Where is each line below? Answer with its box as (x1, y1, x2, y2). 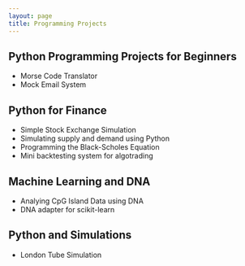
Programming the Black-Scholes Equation (19, 142, 160, 152)
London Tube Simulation (19, 250, 102, 259)
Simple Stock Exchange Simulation (19, 125, 136, 135)
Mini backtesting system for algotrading (19, 151, 154, 161)
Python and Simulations (8, 229, 132, 242)
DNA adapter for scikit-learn (19, 204, 115, 214)
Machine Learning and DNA (8, 174, 151, 188)
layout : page (8, 11, 53, 20)
